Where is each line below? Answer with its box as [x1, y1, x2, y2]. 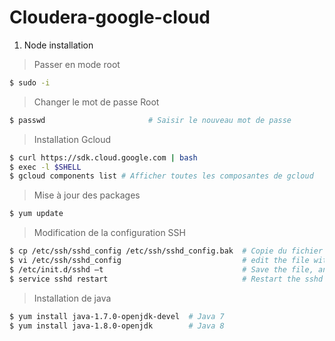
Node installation [23, 39, 94, 51]
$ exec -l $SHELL [9, 162, 82, 172]
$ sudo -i [9, 77, 51, 88]
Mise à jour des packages [33, 189, 141, 201]
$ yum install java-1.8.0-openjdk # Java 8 [9, 321, 225, 331]
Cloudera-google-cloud [9, 6, 211, 29]
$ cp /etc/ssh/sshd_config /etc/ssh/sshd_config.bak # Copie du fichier [9, 246, 324, 256]
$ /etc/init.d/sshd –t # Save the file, [9, 264, 314, 275]
